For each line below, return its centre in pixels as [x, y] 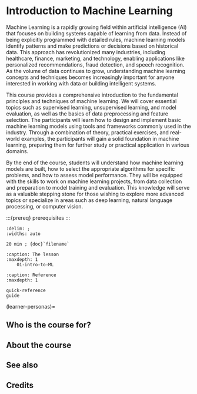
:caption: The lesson [33, 254]
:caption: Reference [31, 275]
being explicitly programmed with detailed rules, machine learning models [96, 39]
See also [22, 365]
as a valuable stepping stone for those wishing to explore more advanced [95, 194]
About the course [39, 345]
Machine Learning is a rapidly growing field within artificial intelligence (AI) [96, 27]
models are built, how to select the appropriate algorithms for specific [91, 168]
